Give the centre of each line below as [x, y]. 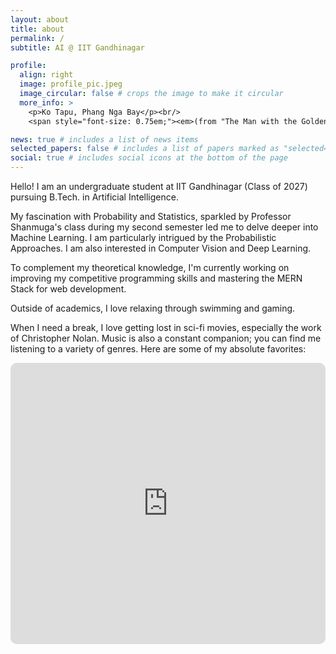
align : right [46, 75]
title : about [37, 29]
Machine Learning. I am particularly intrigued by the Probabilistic [143, 237]
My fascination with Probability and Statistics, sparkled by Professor [151, 216]
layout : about [40, 19]
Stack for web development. [68, 289]
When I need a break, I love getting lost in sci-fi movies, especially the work [166, 327]
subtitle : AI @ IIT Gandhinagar [77, 47]
